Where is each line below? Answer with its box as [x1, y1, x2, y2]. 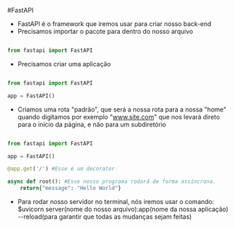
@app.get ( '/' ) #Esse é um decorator [7, 165, 115, 172]
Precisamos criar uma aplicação [17, 59, 112, 68]
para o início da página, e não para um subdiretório [17, 120, 167, 128]
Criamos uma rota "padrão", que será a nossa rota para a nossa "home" [17, 105, 227, 114]
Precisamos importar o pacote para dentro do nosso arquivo [17, 28, 193, 35]
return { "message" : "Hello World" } [20, 185, 121, 192]
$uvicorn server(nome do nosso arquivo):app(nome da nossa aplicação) [17, 205, 229, 213]
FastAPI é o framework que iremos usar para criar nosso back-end [17, 20, 212, 28]
